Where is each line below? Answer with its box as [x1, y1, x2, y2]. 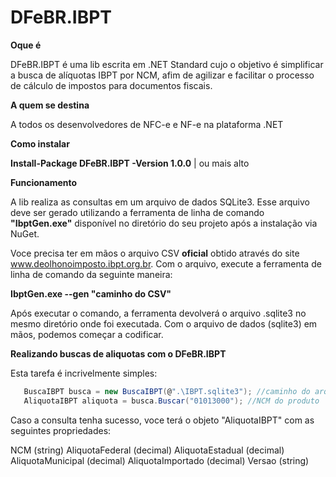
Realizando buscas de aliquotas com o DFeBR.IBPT [10, 347, 227, 360]
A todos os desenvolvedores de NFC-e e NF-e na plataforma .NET [10, 118, 284, 130]
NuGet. [10, 227, 40, 240]
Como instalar [10, 137, 70, 150]
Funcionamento [10, 176, 78, 188]
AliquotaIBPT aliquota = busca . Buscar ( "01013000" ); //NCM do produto [23, 396, 320, 406]
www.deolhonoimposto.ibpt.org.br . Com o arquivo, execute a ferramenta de [10, 257, 322, 270]
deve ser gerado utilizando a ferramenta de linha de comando [10, 206, 265, 218]
